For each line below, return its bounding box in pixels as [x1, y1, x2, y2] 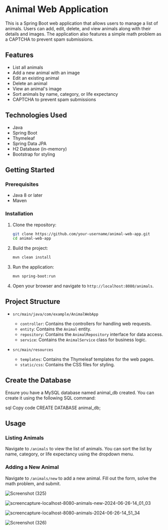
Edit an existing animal [12, 75, 59, 81]
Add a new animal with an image [12, 70, 80, 76]
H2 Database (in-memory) [12, 146, 67, 152]
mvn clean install [12, 255, 51, 260]
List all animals [12, 64, 44, 70]
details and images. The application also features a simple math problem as [5, 31, 162, 37]
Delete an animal [12, 80, 48, 86]
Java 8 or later [12, 192, 43, 198]
